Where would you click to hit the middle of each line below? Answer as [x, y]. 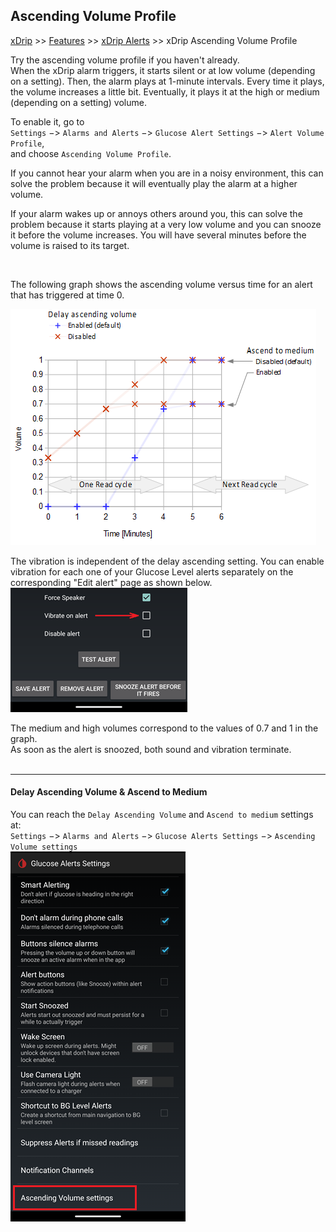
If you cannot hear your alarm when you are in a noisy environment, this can [167, 173]
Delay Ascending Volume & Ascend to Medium [109, 792]
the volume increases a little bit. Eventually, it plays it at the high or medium [165, 91]
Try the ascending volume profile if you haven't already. [125, 60]
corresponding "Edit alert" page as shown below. [111, 582]
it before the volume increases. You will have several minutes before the [158, 235]
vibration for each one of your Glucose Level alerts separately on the [152, 571]
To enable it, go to [47, 121]
